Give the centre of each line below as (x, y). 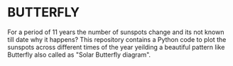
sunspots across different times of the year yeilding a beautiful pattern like (116, 47)
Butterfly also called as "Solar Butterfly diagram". (79, 55)
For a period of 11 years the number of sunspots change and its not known (116, 32)
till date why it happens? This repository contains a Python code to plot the (117, 39)
